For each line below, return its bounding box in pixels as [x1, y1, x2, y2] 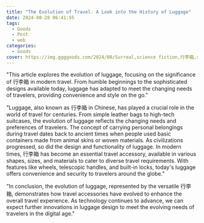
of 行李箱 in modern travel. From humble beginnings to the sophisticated [6, 78, 188, 85]
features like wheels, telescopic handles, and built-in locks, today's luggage [6, 163, 196, 171]
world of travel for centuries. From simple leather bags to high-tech [6, 111, 175, 118]
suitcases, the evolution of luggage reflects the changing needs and [6, 117, 177, 125]
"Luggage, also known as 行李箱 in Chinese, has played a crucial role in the [6, 104, 194, 111]
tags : [6, 20, 20, 26]
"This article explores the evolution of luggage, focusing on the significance [6, 70, 196, 78]
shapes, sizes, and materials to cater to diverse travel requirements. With [6, 157, 189, 164]
